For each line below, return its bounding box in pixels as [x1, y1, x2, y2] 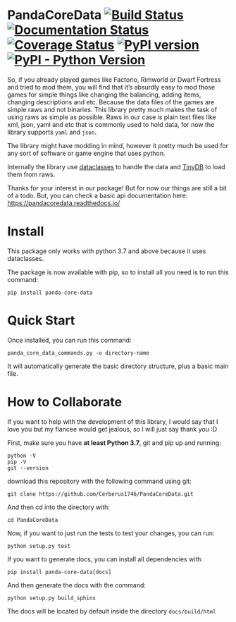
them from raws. [7, 170, 56, 178]
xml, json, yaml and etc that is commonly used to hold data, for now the [7, 120, 215, 128]
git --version [7, 464, 49, 472]
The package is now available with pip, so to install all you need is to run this [7, 268, 229, 276]
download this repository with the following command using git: [7, 477, 192, 485]
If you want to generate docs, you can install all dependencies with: [7, 554, 203, 563]
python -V [7, 452, 37, 459]
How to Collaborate [7, 394, 122, 410]
